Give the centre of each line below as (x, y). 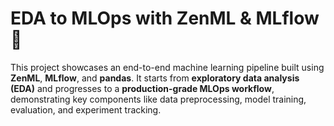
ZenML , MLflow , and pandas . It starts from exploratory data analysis (155, 78)
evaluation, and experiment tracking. (86, 109)
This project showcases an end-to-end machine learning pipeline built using (167, 67)
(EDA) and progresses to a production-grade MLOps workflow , (142, 88)
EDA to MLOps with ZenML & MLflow (165, 18)
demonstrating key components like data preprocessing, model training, (158, 99)
